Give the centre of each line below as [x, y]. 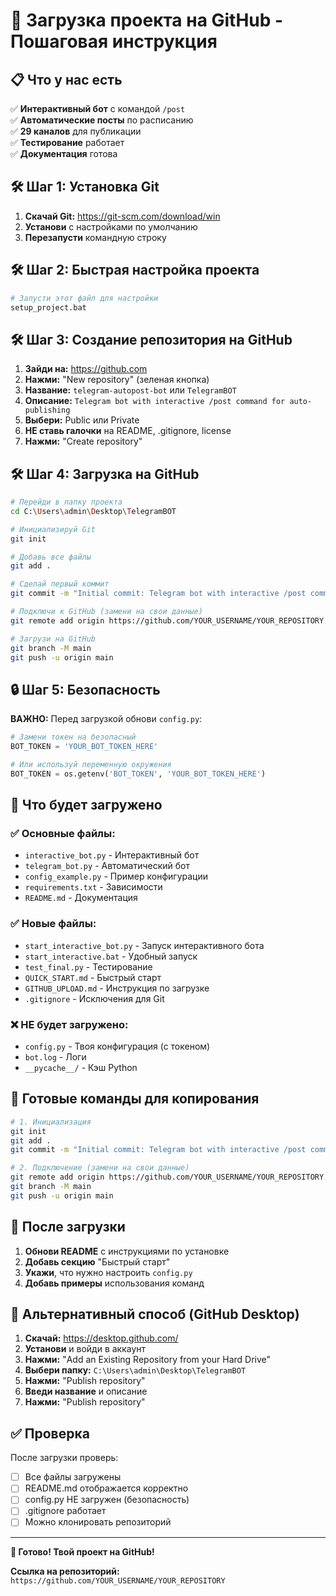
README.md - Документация [81, 898]
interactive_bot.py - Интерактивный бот [112, 855]
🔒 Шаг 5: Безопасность [85, 689]
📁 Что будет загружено [86, 805]
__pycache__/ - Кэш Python [81, 1067]
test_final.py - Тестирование [88, 966]
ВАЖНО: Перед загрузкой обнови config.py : [106, 719]
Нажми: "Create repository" [83, 441]
